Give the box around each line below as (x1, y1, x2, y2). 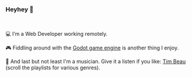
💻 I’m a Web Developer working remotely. (5, 31, 108, 38)
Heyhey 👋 (5, 5, 34, 14)
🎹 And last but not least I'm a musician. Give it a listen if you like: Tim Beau (5, 58, 186, 65)
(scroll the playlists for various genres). (5, 64, 101, 71)
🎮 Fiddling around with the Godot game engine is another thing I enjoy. (5, 44, 179, 52)
